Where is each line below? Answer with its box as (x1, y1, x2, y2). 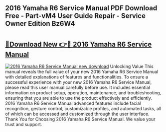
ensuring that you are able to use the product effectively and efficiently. (5, 95, 152, 101)
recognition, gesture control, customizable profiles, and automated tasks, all (5, 106, 162, 111)
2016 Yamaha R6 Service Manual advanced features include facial (5, 100, 141, 106)
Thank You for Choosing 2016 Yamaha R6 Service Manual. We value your (5, 116, 156, 122)
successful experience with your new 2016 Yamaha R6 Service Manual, (5, 79, 152, 85)
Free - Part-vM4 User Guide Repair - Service (5, 12, 146, 20)
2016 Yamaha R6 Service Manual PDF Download (5, 4, 158, 12)
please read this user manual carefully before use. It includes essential (5, 84, 151, 90)
